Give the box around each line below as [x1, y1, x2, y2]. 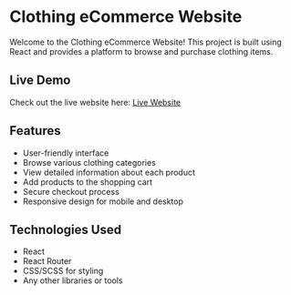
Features [9, 123, 61, 138]
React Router [22, 256, 72, 267]
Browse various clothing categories [22, 157, 157, 168]
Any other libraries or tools [22, 275, 123, 286]
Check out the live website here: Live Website [9, 97, 182, 107]
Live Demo [9, 73, 71, 88]
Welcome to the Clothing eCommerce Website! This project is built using [9, 36, 283, 47]
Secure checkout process [22, 186, 120, 197]
